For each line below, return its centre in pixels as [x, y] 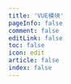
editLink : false [35, 38]
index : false [30, 68]
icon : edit [27, 53]
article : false [34, 61]
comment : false [34, 30]
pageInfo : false [35, 23]
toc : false [27, 46]
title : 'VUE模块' [36, 16]
